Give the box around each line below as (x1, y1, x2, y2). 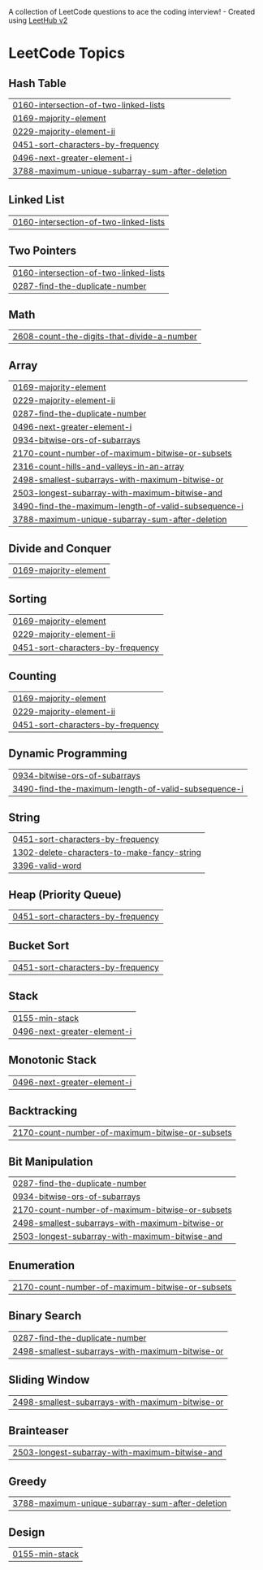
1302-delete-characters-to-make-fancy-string (12, 847, 201, 858)
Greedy (8, 1474, 47, 1488)
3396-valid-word (12, 860, 82, 871)
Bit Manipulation (8, 1154, 93, 1168)
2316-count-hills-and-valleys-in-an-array (12, 461, 184, 473)
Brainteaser (8, 1424, 69, 1438)
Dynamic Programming (8, 747, 127, 761)
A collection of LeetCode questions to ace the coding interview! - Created (8, 7, 256, 16)
